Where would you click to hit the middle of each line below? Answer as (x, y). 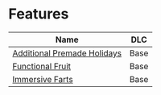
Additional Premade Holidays (67, 53)
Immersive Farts (43, 79)
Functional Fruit (41, 66)
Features (39, 14)
